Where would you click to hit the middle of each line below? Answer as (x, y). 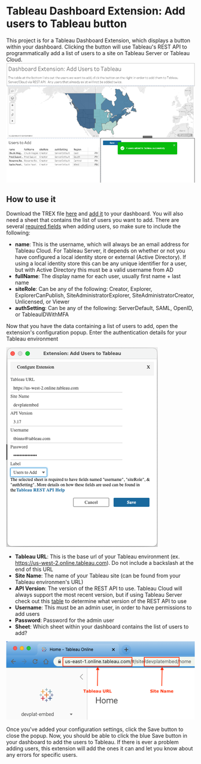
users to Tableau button (67, 24)
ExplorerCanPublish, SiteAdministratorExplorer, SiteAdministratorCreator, (104, 296)
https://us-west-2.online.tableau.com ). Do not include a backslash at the (104, 563)
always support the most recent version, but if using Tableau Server (98, 595)
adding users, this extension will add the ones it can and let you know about (100, 748)
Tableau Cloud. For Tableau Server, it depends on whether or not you (100, 251)
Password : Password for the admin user (65, 620)
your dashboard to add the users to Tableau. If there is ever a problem (93, 742)
